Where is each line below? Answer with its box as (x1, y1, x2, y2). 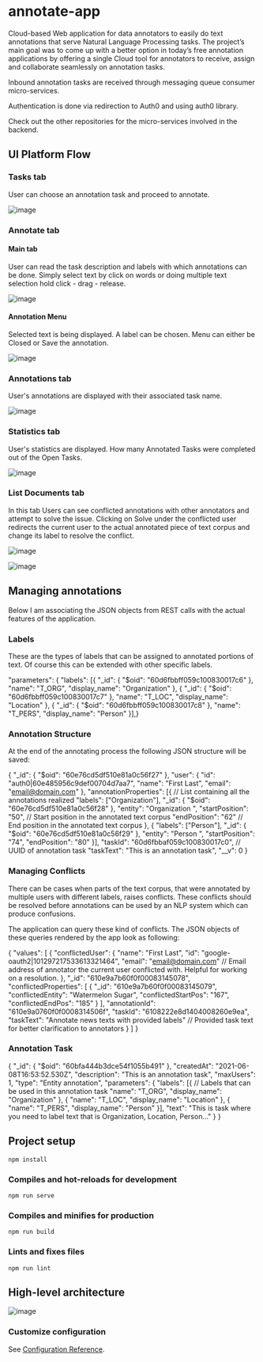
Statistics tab (8, 426, 61, 437)
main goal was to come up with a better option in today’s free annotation (8, 45, 243, 55)
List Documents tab (8, 487, 85, 498)
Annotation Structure (8, 728, 92, 740)
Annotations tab (8, 373, 72, 384)
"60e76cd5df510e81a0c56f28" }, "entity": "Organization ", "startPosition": (8, 804, 249, 813)
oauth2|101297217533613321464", (8, 956, 120, 966)
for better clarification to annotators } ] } (8, 1023, 139, 1033)
